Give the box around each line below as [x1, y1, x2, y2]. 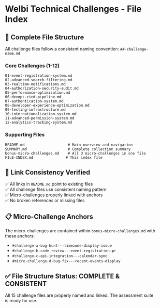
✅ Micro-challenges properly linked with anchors [5, 192, 103, 198]
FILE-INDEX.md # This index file [5, 155, 103, 160]
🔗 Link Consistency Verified [5, 168, 90, 176]
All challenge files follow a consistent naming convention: [5, 46, 119, 51]
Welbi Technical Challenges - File [5, 3, 142, 15]
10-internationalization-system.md [5, 112, 77, 117]
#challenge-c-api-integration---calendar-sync [12, 254, 108, 258]
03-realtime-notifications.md [5, 82, 66, 87]
